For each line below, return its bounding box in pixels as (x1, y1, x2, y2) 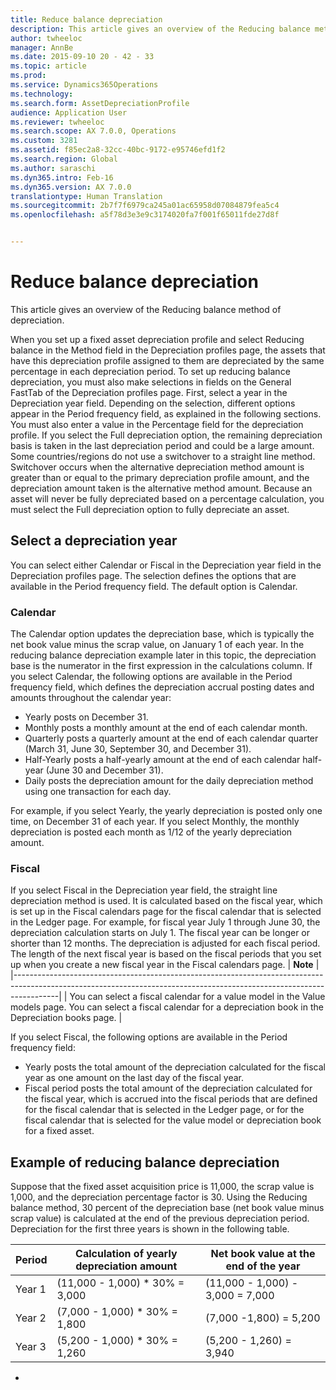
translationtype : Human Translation (10, 191, 163, 201)
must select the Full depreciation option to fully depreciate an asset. (10, 503, 290, 515)
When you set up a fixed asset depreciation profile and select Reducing (10, 333, 305, 345)
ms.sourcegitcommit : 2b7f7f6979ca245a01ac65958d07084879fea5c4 (10, 201, 280, 211)
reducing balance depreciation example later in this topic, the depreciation (10, 649, 317, 661)
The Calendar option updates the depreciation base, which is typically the (10, 628, 315, 640)
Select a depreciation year (10, 532, 178, 550)
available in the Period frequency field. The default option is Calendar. (10, 580, 298, 592)
